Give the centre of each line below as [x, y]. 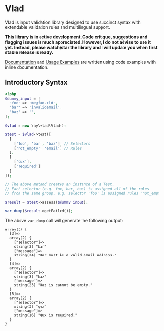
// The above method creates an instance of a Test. [60, 184]
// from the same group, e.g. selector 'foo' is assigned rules [72, 193]
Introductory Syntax [36, 83]
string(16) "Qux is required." [46, 315]
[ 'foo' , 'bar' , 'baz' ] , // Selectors [52, 143]
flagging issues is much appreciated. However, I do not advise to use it [78, 42]
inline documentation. [27, 67]
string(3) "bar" [31, 247]
